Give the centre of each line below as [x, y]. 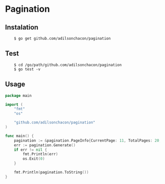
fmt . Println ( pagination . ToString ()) [52, 172]
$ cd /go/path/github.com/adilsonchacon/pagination [68, 65]
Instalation [22, 27]
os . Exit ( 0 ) [34, 159]
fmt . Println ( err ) [40, 154]
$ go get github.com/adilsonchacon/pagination [62, 38]
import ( [14, 104]
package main [18, 95]
